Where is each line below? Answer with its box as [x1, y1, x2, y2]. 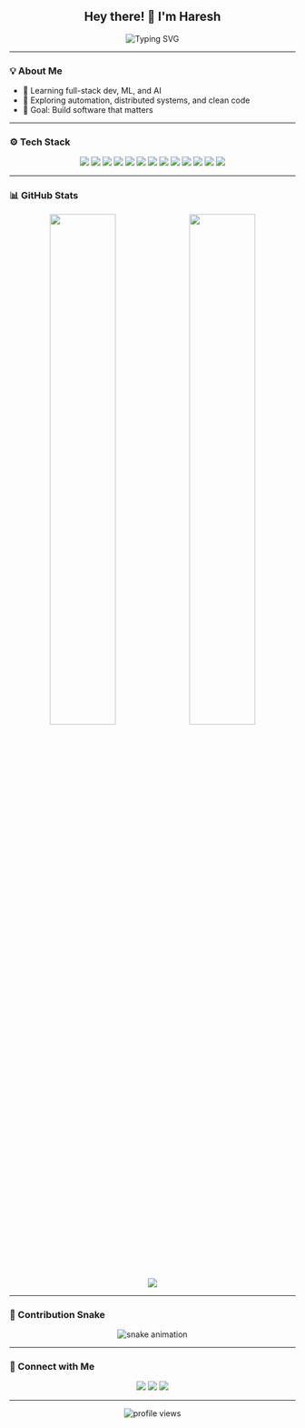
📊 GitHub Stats [9, 189, 79, 202]
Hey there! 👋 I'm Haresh [84, 9, 221, 25]
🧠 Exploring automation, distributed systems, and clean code [22, 95, 251, 106]
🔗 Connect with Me [9, 1360, 95, 1373]
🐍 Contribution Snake [9, 1308, 106, 1321]
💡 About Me [9, 65, 63, 77]
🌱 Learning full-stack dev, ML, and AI [22, 85, 162, 96]
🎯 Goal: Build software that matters [22, 105, 153, 116]
